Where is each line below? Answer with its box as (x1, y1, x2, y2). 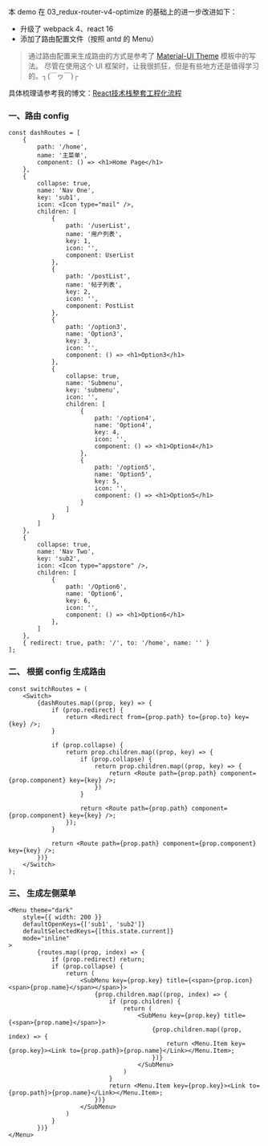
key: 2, (65, 288, 91, 296)
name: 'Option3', (65, 330, 124, 339)
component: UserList (65, 251, 135, 259)
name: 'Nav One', (37, 187, 95, 195)
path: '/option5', (94, 464, 156, 472)
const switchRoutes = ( (8, 685, 88, 693)
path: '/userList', (65, 221, 131, 230)
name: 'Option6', (65, 590, 124, 598)
